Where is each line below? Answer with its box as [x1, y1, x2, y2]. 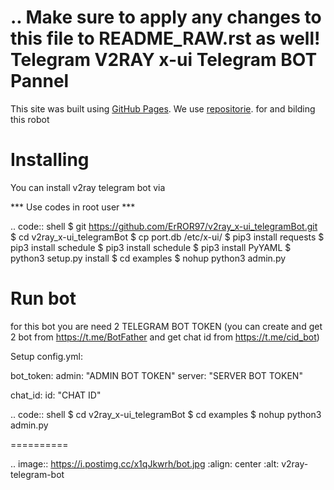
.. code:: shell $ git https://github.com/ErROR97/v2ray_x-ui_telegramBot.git [10, 220, 318, 232]
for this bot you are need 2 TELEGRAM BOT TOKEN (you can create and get [10, 320, 323, 332]
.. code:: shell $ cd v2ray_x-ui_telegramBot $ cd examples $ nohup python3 [10, 408, 322, 420]
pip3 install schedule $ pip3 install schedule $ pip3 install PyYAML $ [10, 241, 292, 253]
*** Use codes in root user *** [10, 201, 136, 213]
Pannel [10, 70, 70, 93]
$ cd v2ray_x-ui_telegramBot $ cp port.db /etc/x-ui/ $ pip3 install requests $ [10, 231, 325, 243]
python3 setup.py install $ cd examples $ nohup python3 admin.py [10, 252, 287, 264]
